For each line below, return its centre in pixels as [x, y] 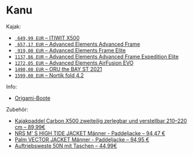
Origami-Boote [33, 98]
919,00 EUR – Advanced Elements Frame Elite [72, 50]
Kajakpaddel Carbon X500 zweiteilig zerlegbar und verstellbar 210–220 [101, 120]
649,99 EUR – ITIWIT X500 [49, 38]
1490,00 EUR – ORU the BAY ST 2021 [58, 69]
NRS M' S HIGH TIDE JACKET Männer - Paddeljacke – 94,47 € [90, 133]
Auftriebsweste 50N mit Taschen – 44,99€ [66, 146]
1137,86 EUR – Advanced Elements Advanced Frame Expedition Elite [97, 56]
